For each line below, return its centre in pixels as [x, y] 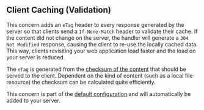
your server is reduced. [36, 57]
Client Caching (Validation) [59, 10]
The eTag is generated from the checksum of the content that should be [96, 69]
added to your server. [34, 100]
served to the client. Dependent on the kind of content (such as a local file [100, 75]
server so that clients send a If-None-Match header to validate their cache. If [102, 31]
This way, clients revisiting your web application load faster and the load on [101, 51]
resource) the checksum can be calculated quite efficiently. [81, 82]
